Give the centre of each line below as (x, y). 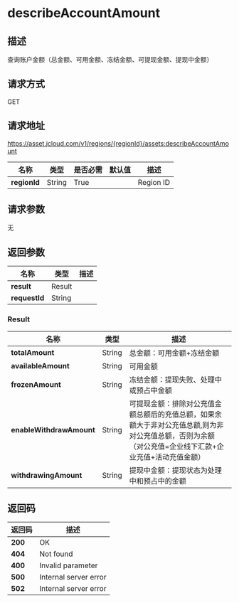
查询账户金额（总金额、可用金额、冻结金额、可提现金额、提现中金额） (110, 59)
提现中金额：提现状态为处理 (175, 470)
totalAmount (33, 352)
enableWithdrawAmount (53, 429)
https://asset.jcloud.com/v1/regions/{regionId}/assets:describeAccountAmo (118, 143)
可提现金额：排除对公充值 (172, 403)
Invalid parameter (69, 565)
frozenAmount (36, 384)
